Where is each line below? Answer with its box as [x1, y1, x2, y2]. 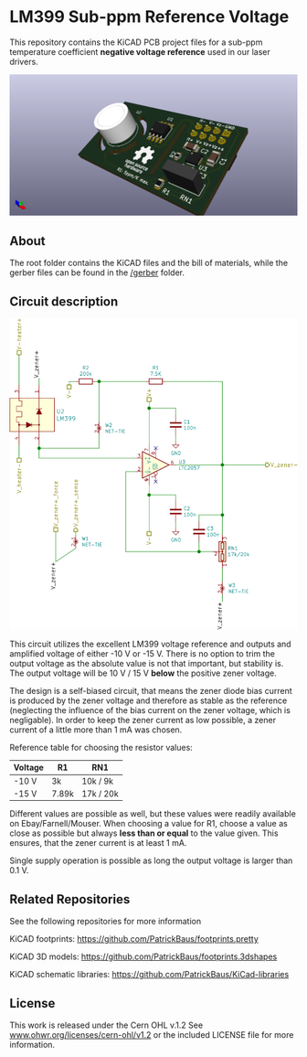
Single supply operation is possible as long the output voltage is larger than [9, 855, 293, 866]
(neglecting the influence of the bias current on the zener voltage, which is [9, 704, 291, 715]
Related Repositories [9, 892, 131, 907]
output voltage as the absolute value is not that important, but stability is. [9, 657, 284, 668]
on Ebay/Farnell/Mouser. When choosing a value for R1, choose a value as [9, 818, 288, 829]
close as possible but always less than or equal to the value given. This [9, 827, 279, 838]
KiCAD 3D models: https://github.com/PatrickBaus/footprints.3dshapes [9, 951, 278, 962]
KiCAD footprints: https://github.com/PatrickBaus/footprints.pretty [9, 934, 259, 945]
